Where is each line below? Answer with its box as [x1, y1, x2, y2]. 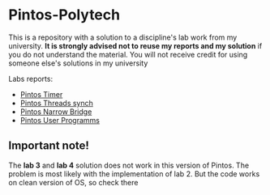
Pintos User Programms [19, 115, 100, 125]
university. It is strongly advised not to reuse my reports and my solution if [8, 40, 263, 50]
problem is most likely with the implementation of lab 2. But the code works [8, 168, 260, 179]
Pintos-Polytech [8, 6, 120, 24]
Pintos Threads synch [19, 98, 93, 108]
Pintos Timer [19, 89, 63, 99]
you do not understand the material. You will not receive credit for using [8, 49, 248, 59]
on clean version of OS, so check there [8, 177, 139, 187]
